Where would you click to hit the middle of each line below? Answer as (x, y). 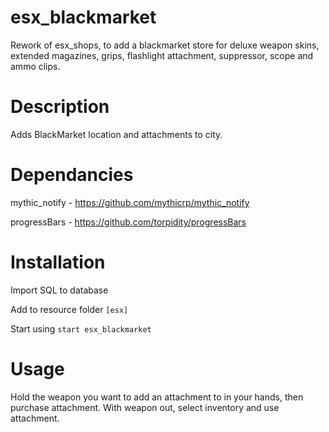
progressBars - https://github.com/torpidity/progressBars (128, 222)
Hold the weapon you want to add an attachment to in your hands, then (157, 397)
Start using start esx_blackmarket (81, 328)
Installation (58, 262)
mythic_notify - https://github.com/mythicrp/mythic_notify (130, 202)
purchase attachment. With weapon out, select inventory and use (145, 407)
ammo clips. (35, 66)
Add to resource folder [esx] (69, 309)
